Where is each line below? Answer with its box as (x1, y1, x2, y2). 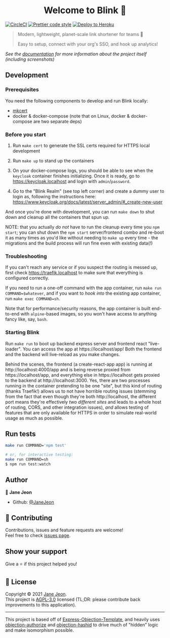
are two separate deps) (33, 118, 82, 124)
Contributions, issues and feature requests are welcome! (5, 527, 123, 533)
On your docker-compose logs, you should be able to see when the (12, 167, 153, 173)
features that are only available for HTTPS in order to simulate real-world (5, 409, 157, 415)
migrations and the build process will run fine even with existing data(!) (5, 240, 153, 246)
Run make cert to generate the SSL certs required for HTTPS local (12, 142, 150, 149)
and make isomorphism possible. (5, 627, 74, 633)
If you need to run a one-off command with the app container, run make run (5, 285, 162, 291)
